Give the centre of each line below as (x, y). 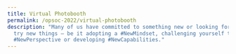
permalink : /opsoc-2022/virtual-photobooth (72, 20)
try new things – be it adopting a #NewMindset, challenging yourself (119, 33)
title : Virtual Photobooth (47, 14)
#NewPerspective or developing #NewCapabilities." (89, 40)
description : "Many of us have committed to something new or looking (113, 27)
